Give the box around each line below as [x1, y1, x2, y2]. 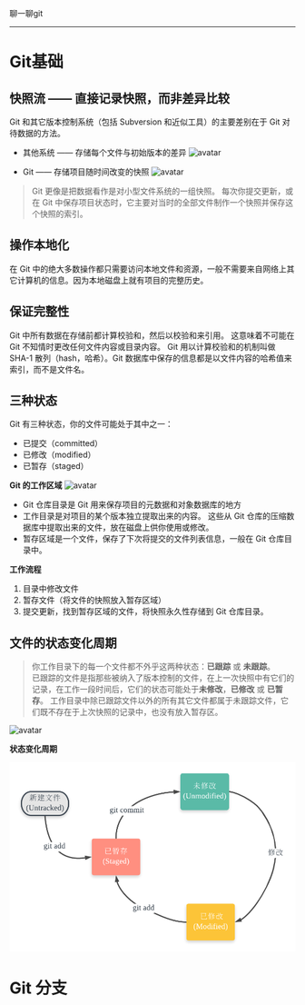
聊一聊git [9, 8, 44, 18]
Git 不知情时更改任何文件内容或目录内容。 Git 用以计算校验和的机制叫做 [9, 341, 276, 352]
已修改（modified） [22, 449, 96, 461]
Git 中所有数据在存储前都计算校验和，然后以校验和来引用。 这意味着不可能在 [9, 330, 295, 341]
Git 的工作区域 [9, 480, 63, 491]
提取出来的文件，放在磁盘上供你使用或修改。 [46, 522, 214, 533]
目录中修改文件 [22, 583, 79, 594]
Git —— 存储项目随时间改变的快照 [22, 166, 150, 177]
